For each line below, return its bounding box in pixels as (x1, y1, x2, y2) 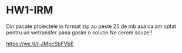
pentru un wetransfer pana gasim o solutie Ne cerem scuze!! (6, 29, 153, 36)
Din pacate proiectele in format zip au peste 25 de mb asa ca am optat (6, 23, 177, 30)
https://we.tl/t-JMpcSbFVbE (6, 40, 74, 47)
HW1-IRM (6, 3, 53, 17)
